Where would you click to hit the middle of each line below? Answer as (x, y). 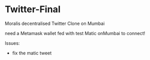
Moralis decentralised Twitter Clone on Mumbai (55, 23)
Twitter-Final (33, 9)
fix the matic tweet (32, 53)
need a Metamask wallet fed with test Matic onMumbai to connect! (75, 33)
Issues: (12, 43)
